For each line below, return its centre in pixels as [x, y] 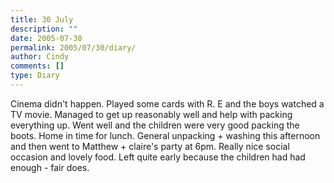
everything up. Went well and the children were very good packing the [155, 125]
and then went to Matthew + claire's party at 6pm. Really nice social [150, 146]
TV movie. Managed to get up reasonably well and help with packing [151, 114]
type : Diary [35, 76]
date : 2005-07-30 [46, 38]
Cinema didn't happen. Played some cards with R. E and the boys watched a [167, 103]
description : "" [44, 29]
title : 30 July [42, 19]
